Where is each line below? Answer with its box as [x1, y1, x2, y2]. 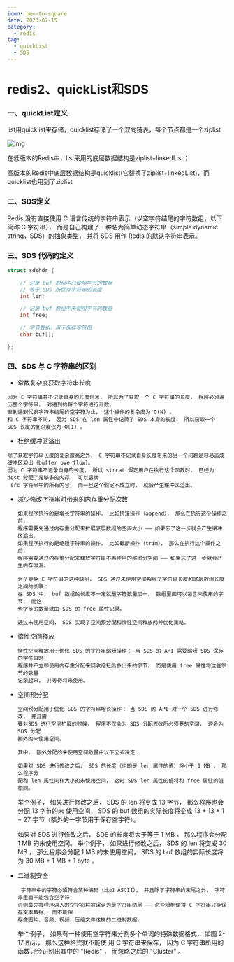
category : [7, 23, 36, 30]
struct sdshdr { [7, 267, 54, 274]
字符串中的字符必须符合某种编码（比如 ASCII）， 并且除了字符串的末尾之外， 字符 [20, 886, 226, 894]
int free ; [20, 312, 49, 319]
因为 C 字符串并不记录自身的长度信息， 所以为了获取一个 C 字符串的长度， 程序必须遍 [7, 394, 225, 401]
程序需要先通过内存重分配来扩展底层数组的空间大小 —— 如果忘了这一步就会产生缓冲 [17, 525, 223, 532]
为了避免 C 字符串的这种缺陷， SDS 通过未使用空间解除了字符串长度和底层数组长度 [17, 576, 225, 583]
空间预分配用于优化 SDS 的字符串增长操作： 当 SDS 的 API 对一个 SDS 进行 [17, 706, 214, 713]
